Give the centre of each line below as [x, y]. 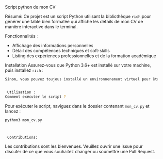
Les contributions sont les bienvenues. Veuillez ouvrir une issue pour [74, 146]
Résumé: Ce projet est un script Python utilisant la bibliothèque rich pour [78, 16]
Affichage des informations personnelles [53, 45]
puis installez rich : [24, 70]
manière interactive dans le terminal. [41, 27]
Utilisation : [21, 92]
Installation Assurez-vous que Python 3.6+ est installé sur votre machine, [78, 65]
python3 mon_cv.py [24, 120]
